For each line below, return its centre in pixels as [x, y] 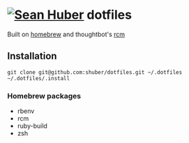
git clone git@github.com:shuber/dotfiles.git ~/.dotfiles [95, 72]
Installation [32, 56]
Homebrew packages [44, 96]
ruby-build [32, 126]
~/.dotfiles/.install [39, 78]
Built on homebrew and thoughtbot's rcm [66, 34]
